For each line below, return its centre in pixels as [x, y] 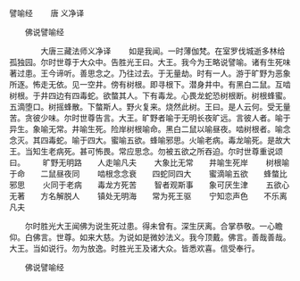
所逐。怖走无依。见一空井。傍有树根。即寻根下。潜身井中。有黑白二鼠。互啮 [150, 84]
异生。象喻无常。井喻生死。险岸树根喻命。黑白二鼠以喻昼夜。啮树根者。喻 [146, 129]
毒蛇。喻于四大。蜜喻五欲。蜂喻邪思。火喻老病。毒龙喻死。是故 [165, 140]
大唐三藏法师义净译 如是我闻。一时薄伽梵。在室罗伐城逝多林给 [162, 51]
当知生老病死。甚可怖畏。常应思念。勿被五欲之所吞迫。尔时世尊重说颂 [154, 151]
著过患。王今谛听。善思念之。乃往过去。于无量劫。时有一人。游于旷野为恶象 [150, 73]
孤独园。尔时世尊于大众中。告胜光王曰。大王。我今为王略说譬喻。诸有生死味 [150, 62]
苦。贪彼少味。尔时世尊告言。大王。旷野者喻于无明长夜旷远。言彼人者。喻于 [150, 118]
